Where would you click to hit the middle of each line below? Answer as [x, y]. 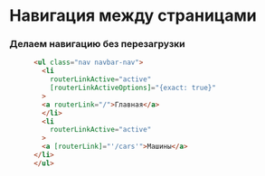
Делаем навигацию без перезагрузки [97, 44]
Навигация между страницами [133, 16]
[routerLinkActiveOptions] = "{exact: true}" [133, 88]
